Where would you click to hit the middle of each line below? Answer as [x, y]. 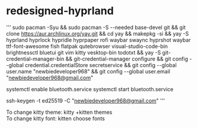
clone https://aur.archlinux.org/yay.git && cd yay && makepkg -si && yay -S [98, 33]
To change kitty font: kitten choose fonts [55, 118]
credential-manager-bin [35, 59]
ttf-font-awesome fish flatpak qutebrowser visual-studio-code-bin [87, 46]
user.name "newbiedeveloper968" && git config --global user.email [88, 71]
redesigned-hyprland [60, 11]
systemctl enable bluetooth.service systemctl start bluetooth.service [90, 89]
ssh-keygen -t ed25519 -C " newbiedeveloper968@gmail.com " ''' [86, 100]
